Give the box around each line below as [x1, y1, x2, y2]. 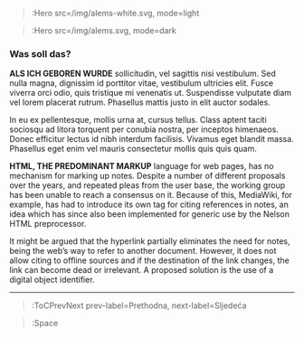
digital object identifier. [9, 275, 95, 286]
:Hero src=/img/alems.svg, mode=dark [31, 25, 176, 35]
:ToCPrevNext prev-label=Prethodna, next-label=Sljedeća [31, 300, 247, 311]
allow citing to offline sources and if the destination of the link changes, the [9, 255, 290, 266]
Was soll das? [9, 47, 71, 60]
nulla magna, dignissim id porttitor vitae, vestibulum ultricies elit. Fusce [9, 78, 274, 89]
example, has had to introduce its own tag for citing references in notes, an [9, 199, 290, 211]
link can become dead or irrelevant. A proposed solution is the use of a [9, 265, 274, 276]
